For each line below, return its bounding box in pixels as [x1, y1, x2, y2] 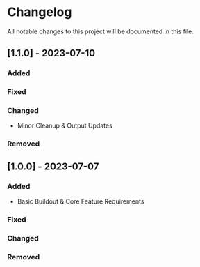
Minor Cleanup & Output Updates [17, 121, 112, 130]
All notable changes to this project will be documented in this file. [7, 27, 194, 36]
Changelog [7, 4, 72, 20]
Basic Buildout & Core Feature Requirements [17, 197, 144, 206]
